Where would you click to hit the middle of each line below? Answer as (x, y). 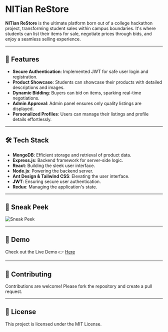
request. (14, 291)
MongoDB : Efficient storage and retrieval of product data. (72, 155)
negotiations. (26, 98)
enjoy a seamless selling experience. (43, 39)
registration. (25, 76)
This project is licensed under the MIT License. (53, 324)
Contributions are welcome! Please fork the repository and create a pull (79, 286)
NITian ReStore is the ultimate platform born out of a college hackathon (79, 23)
